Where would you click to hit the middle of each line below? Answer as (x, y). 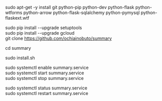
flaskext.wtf (17, 18)
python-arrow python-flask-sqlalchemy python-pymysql (82, 13)
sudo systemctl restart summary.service (47, 93)
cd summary (18, 48)
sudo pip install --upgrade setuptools (44, 28)
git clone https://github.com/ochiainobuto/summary (58, 38)
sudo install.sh (20, 58)
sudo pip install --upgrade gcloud (40, 33)
